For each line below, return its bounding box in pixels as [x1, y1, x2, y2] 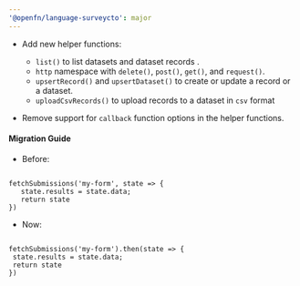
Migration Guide [8, 133, 72, 144]
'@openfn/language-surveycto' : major [8, 13, 152, 23]
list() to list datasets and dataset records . [35, 56, 200, 66]
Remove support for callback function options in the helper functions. [21, 112, 284, 123]
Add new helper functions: [21, 38, 122, 49]
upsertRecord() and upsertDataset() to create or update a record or [35, 75, 291, 87]
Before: [21, 153, 50, 164]
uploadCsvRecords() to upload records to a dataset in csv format [35, 95, 275, 106]
